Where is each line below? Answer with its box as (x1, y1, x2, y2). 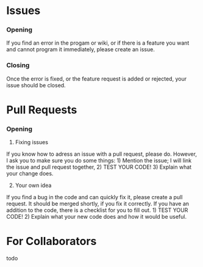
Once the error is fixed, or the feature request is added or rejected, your (6, 75, 187, 82)
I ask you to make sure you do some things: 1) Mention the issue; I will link (6, 157, 192, 164)
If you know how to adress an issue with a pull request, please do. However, (6, 150, 197, 158)
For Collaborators (6, 235, 97, 248)
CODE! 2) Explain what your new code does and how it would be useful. (6, 213, 187, 221)
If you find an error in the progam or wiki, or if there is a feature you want (6, 39, 190, 46)
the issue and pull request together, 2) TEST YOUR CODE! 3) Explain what (6, 163, 192, 171)
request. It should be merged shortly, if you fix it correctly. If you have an (6, 200, 190, 208)
